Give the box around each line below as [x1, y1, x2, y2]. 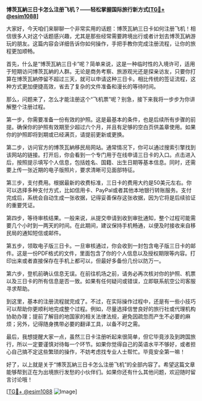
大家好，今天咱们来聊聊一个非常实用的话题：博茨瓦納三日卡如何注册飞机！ [6, 25, 191, 32]
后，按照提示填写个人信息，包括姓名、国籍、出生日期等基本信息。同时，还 [6, 159, 191, 166]
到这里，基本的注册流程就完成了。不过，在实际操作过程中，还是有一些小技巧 [6, 298, 196, 305]
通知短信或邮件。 [22, 230, 64, 236]
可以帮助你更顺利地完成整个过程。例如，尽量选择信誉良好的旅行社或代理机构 [6, 305, 196, 312]
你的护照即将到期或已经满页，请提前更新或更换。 [6, 131, 127, 138]
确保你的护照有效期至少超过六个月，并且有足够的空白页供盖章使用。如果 [16, 123, 196, 130]
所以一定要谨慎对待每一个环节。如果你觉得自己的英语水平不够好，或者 [16, 341, 191, 347]
